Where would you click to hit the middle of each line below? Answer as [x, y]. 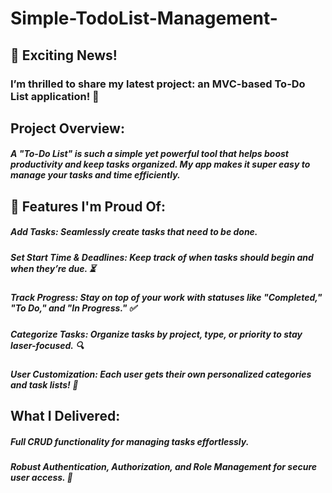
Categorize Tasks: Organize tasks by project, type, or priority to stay [156, 334]
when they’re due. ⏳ [53, 268]
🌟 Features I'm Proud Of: [88, 206]
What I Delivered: [65, 416]
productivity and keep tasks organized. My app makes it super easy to [160, 164]
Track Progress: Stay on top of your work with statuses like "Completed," [166, 298]
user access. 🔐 [41, 478]
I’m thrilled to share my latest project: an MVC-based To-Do [158, 84]
